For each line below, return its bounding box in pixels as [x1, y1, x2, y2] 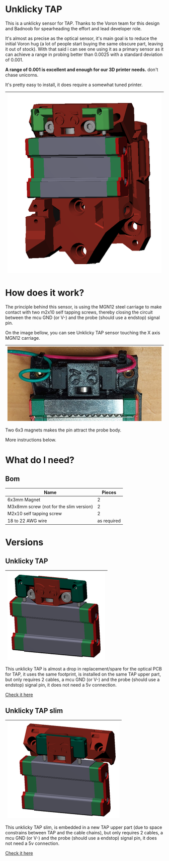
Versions [5, 537, 44, 548]
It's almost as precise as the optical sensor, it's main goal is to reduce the [5, 35, 157, 41]
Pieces [102, 489, 117, 495]
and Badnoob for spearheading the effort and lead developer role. [5, 25, 142, 31]
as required [97, 518, 121, 524]
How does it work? [5, 287, 84, 298]
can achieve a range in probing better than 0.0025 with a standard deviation [5, 51, 163, 57]
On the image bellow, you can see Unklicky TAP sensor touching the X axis [5, 330, 160, 336]
